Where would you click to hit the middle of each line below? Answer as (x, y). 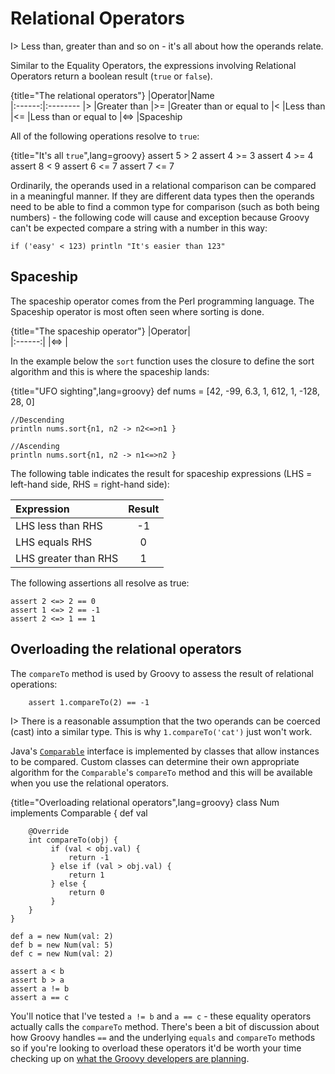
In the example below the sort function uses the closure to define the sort (162, 361)
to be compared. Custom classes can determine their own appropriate (155, 761)
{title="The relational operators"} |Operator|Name (112, 95)
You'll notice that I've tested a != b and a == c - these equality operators (161, 1016)
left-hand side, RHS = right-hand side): (90, 484)
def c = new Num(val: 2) (62, 953)
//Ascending (35, 446)
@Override (49, 831)
